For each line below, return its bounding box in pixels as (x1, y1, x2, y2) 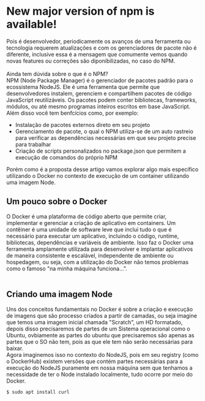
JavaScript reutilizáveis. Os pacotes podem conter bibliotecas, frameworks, (6, 96, 197, 104)
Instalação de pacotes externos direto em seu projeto (15, 121, 151, 128)
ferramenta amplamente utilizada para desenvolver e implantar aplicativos (6, 245, 193, 253)
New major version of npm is (6, 4, 155, 18)
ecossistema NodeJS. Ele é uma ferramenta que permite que (6, 83, 160, 90)
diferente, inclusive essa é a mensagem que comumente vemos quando (6, 50, 188, 58)
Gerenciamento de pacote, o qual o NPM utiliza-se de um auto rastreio (15, 128, 194, 135)
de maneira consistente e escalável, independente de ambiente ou (6, 251, 174, 259)
